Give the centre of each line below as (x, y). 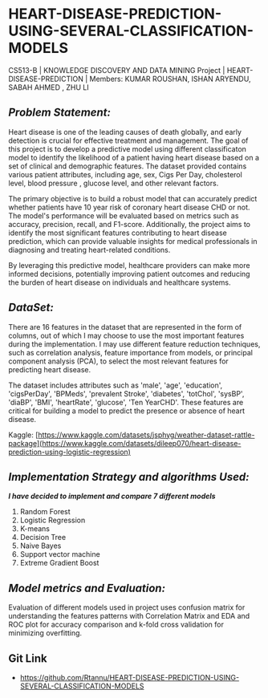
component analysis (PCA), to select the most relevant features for (118, 361)
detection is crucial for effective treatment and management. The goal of (128, 140)
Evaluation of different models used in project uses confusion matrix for (127, 607)
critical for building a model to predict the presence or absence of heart (127, 411)
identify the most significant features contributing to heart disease (118, 233)
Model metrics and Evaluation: (87, 588)
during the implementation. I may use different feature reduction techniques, (134, 344)
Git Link (28, 658)
